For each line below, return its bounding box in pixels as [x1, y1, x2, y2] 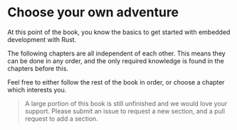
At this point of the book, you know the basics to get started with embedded [7, 28, 231, 36]
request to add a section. [24, 114, 98, 123]
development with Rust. [7, 35, 77, 43]
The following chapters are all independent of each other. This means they [7, 49, 226, 58]
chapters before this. [7, 64, 69, 72]
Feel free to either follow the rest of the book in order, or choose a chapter [7, 77, 226, 86]
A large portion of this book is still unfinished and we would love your [24, 99, 228, 107]
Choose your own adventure [7, 4, 179, 21]
